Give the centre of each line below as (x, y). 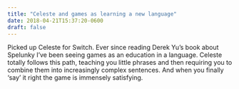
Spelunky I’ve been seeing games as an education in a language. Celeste (115, 55)
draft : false (27, 27)
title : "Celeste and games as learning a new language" (92, 14)
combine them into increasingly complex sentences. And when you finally (116, 70)
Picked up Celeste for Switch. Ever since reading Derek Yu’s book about (113, 48)
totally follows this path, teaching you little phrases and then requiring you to (120, 63)
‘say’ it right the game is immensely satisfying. (75, 78)
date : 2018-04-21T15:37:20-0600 (55, 21)
